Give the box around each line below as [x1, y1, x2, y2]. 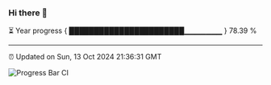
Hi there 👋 [8, 7, 48, 18]
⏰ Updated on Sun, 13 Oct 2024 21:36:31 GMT [8, 52, 162, 62]
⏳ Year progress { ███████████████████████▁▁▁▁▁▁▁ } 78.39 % [8, 26, 257, 35]
